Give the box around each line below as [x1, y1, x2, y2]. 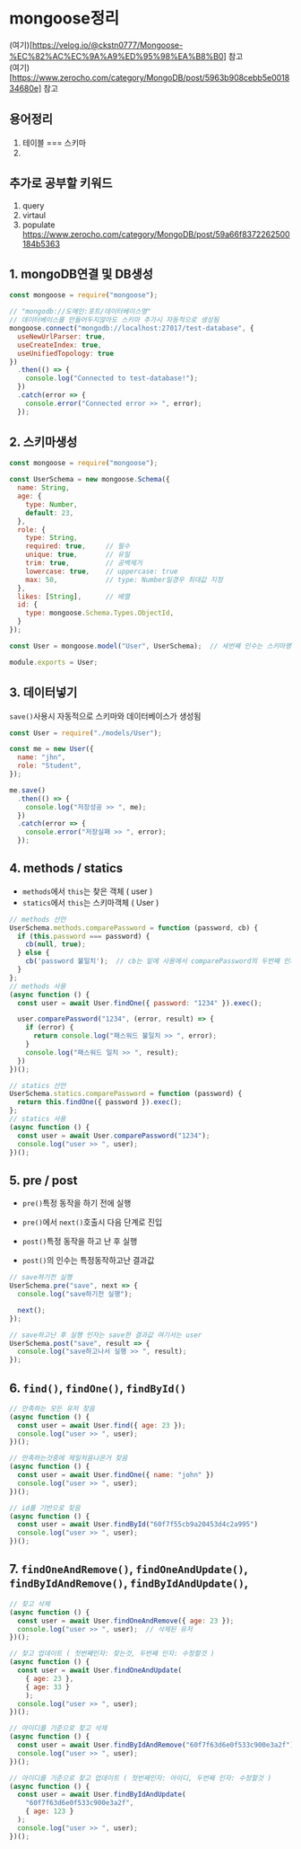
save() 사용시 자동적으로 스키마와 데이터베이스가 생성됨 [9, 711, 202, 721]
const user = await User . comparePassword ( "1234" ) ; [17, 1131, 211, 1140]
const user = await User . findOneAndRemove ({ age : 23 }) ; [17, 1616, 235, 1625]
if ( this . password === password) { [17, 932, 150, 941]
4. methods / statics [9, 861, 124, 876]
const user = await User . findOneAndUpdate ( [17, 1666, 182, 1675]
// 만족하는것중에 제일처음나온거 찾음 [9, 1454, 128, 1463]
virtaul [21, 209, 47, 220]
